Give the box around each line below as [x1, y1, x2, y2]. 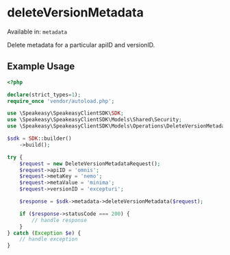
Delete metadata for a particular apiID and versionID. [7, 40, 155, 49]
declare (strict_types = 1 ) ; [7, 91, 81, 98]
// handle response [31, 217, 88, 223]
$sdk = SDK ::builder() [7, 135, 72, 142]
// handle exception [19, 236, 78, 243]
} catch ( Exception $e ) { [7, 230, 81, 236]
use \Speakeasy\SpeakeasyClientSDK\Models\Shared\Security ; [7, 117, 183, 123]
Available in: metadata [7, 27, 67, 36]
